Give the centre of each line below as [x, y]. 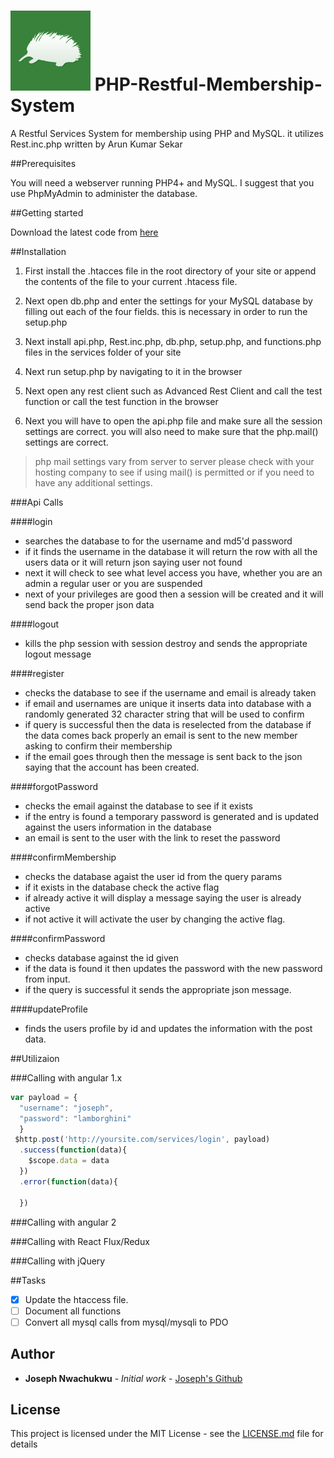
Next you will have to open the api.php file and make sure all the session [173, 421]
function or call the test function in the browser [121, 401]
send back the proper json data [89, 604]
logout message [58, 654]
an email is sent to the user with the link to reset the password [152, 837]
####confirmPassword [58, 938]
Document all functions [73, 1311]
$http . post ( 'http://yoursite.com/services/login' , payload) [142, 1140]
